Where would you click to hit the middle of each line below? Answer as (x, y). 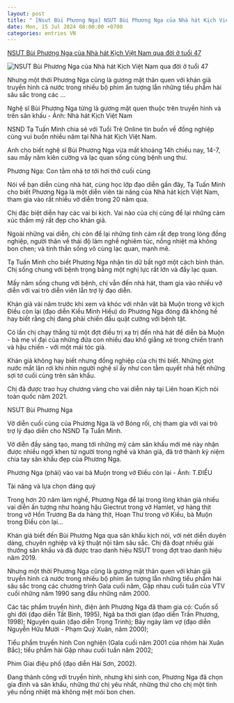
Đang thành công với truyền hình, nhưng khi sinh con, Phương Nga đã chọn (115, 677)
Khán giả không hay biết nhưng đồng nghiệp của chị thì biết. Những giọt (110, 361)
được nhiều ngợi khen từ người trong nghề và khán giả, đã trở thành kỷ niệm (116, 452)
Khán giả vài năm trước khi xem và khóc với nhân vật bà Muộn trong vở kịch (116, 304)
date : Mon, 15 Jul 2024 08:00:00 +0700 (65, 27)
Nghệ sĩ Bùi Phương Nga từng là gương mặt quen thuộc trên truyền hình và (114, 108)
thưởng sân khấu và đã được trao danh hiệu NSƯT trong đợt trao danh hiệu (115, 550)
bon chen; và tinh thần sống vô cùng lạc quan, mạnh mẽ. (89, 249)
